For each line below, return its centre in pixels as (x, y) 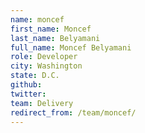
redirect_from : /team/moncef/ (73, 112)
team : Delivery (42, 103)
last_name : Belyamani (55, 38)
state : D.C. (35, 76)
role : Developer (44, 57)
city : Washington (46, 66)
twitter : (28, 94)
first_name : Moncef (51, 29)
